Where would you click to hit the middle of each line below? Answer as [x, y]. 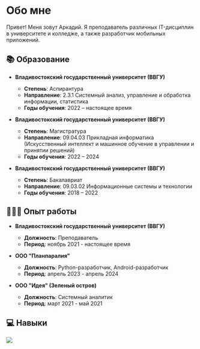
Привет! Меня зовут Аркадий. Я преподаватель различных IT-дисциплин [100, 27]
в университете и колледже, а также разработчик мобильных [86, 33]
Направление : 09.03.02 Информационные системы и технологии [108, 186]
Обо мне [29, 11]
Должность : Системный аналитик [68, 297]
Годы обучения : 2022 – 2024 [61, 156]
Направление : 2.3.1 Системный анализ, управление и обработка [107, 95]
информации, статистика [56, 101]
